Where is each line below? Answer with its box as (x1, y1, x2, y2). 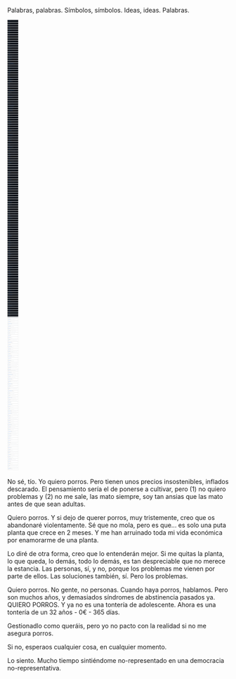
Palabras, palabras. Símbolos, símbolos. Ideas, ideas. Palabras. (7, 6, 190, 14)
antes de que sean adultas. (7, 500, 86, 508)
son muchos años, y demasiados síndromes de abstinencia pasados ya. (7, 593, 216, 601)
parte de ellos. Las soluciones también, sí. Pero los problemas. (7, 572, 188, 580)
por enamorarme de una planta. (7, 536, 99, 544)
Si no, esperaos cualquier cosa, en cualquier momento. (7, 643, 167, 651)
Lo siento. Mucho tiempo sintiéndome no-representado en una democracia (7, 656, 225, 664)
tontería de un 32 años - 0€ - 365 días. (7, 608, 121, 616)
